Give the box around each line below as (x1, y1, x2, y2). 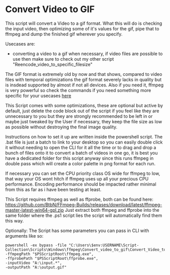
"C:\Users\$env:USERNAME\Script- (68, 243, 139, 248)
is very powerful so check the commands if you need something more (5, 87, 151, 93)
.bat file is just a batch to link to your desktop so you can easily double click (5, 139, 163, 145)
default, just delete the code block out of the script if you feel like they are (5, 108, 159, 114)
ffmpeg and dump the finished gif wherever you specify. (5, 31, 123, 37)
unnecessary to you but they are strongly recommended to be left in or (5, 113, 153, 119)
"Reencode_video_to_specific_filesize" (12, 61, 93, 67)
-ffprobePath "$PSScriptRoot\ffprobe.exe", (5, 256, 99, 261)
